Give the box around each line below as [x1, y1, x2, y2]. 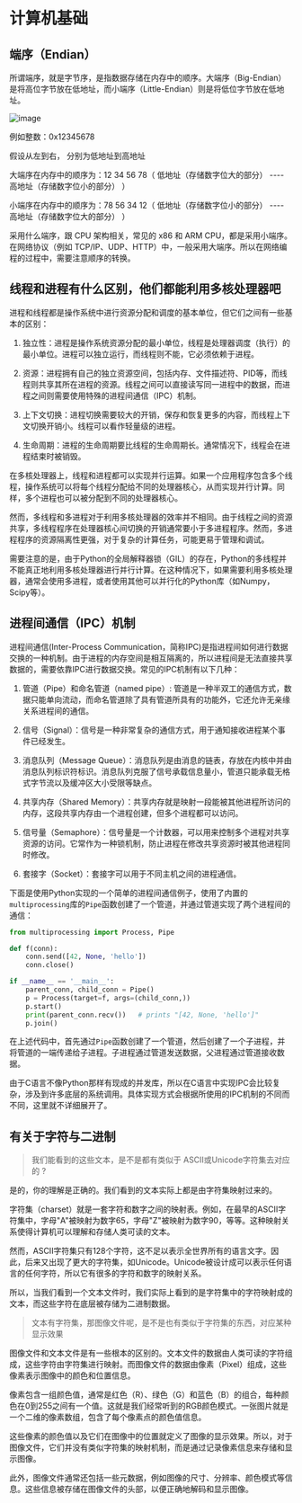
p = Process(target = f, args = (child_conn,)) [25, 993, 191, 1002]
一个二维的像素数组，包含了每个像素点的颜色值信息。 [9, 1412, 207, 1423]
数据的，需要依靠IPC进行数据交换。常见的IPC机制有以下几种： [9, 663, 240, 674]
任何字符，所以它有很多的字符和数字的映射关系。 [24, 1268, 207, 1279]
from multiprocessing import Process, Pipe [9, 928, 175, 937]
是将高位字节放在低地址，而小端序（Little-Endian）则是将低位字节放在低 [9, 84, 277, 94]
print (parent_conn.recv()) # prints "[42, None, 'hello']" [25, 1010, 259, 1019]
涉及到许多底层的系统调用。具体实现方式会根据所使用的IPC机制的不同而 [24, 1089, 290, 1099]
